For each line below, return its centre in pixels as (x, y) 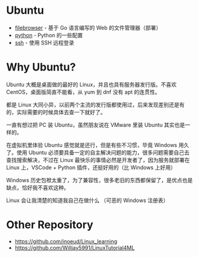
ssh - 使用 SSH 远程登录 (45, 42)
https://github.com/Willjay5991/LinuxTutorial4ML (75, 247)
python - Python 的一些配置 (49, 35)
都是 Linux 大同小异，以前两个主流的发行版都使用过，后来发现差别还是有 (96, 105)
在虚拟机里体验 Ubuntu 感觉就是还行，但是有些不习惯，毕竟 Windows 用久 (98, 145)
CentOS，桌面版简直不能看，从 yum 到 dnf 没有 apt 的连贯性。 (83, 92)
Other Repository (50, 225)
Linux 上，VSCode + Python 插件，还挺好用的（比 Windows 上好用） (91, 167)
